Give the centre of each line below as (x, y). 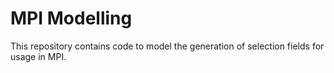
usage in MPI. (38, 56)
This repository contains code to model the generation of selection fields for (167, 46)
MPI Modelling (71, 18)
